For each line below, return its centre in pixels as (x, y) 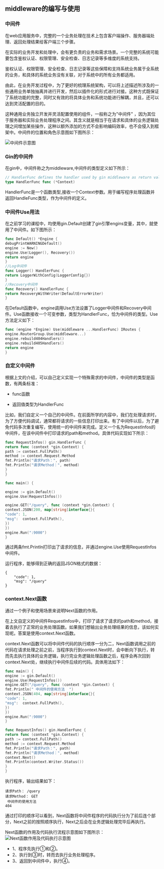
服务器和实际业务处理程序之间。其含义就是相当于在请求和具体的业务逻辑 (82, 120)
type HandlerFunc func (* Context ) (40, 182)
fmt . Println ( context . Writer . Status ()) (44, 762)
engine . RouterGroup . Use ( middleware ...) (46, 334)
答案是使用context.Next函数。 (48, 633)
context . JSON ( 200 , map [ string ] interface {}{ (50, 510)
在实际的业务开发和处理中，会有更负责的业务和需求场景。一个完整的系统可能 (82, 52)
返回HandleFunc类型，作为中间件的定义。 (47, 198)
